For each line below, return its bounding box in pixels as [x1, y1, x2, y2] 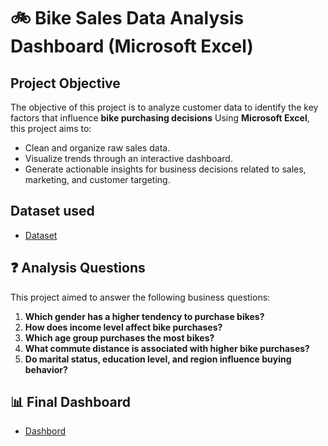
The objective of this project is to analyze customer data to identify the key [10, 101, 319, 113]
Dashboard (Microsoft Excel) [10, 35, 254, 58]
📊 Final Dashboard [10, 394, 131, 411]
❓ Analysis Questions [10, 260, 146, 277]
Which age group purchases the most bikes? [24, 331, 215, 344]
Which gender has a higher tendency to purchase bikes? [24, 310, 265, 322]
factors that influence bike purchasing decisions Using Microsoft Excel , [10, 112, 310, 124]
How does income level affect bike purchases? [24, 321, 223, 333]
